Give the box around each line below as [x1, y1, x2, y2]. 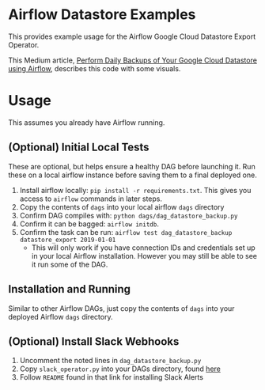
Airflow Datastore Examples [8, 6, 196, 24]
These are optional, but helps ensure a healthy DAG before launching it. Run [8, 161, 256, 171]
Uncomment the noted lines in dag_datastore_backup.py [19, 356, 202, 365]
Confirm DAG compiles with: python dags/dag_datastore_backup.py [19, 210, 238, 220]
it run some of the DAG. [31, 259, 108, 269]
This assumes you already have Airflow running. [8, 117, 165, 127]
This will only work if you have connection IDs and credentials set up [31, 243, 256, 252]
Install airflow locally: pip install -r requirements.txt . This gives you [19, 185, 252, 195]
